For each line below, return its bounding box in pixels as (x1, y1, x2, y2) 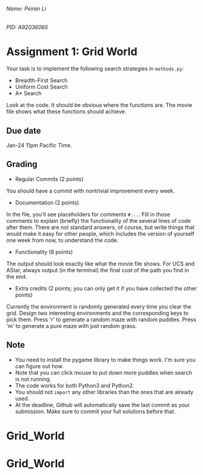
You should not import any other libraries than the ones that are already (15, 388, 194, 395)
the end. (6, 273, 27, 280)
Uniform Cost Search (15, 83, 68, 91)
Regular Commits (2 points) (15, 175, 84, 182)
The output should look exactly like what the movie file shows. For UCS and (6, 260, 195, 267)
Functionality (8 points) (15, 248, 73, 255)
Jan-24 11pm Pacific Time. (6, 142, 73, 149)
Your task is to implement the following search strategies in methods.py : (6, 65, 184, 72)
